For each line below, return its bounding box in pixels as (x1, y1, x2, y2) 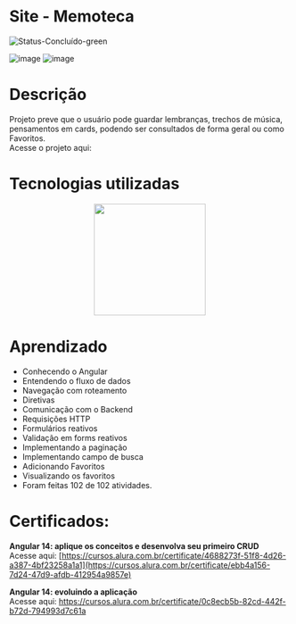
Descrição (9, 85, 87, 104)
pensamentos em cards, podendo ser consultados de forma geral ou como (9, 123, 285, 134)
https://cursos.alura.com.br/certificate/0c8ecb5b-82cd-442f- (58, 595, 287, 606)
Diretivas (21, 395, 55, 405)
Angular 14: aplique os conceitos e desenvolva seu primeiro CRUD (9, 540, 259, 551)
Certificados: (9, 511, 110, 531)
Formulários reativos (21, 422, 98, 434)
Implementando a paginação (21, 442, 127, 453)
